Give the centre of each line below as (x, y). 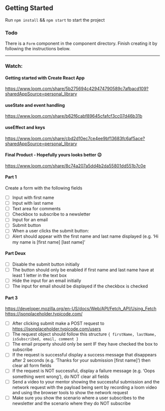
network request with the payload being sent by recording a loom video (84, 387)
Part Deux (15, 253)
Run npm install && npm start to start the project (55, 20)
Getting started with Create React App (45, 78)
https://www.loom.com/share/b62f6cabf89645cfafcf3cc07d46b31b (74, 116)
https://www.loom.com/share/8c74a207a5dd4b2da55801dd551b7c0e (75, 166)
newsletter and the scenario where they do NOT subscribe (71, 403)
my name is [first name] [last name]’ (49, 242)
